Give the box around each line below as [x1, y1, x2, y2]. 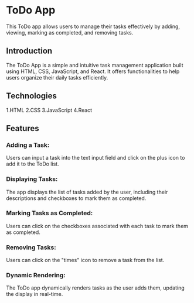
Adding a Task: [6, 141, 50, 149]
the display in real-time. [6, 291, 63, 298]
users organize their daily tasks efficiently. [6, 74, 108, 81]
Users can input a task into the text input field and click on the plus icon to [6, 154, 185, 161]
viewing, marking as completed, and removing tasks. [6, 29, 134, 36]
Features [6, 123, 39, 133]
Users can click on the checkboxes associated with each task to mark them [6, 222, 189, 229]
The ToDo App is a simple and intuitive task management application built [6, 61, 183, 68]
